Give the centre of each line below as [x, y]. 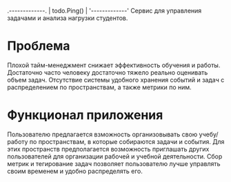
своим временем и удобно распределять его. [75, 171]
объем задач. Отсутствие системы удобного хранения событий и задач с [116, 80]
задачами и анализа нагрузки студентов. [68, 18]
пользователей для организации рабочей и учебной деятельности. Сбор [115, 156]
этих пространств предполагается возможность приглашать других [108, 149]
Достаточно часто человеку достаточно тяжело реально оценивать [108, 72]
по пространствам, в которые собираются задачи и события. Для [127, 141]
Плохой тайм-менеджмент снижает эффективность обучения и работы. [114, 65]
